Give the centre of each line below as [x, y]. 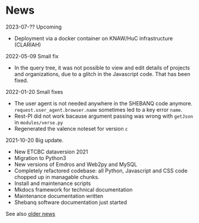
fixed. [21, 80]
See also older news [30, 213]
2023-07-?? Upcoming [34, 27]
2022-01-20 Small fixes [34, 92]
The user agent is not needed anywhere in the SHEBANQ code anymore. [103, 103]
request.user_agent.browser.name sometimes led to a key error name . [98, 109]
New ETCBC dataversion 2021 [51, 152]
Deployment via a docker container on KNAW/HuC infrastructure [94, 38]
